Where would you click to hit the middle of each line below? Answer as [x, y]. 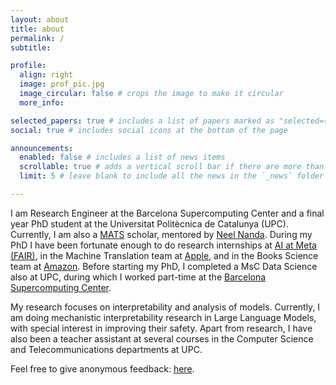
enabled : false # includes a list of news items [122, 157]
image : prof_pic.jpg [62, 84]
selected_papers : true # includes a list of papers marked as [142, 121]
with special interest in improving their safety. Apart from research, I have [161, 328]
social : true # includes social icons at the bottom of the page [149, 130]
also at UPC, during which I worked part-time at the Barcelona [138, 277]
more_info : [42, 102]
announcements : [42, 148]
